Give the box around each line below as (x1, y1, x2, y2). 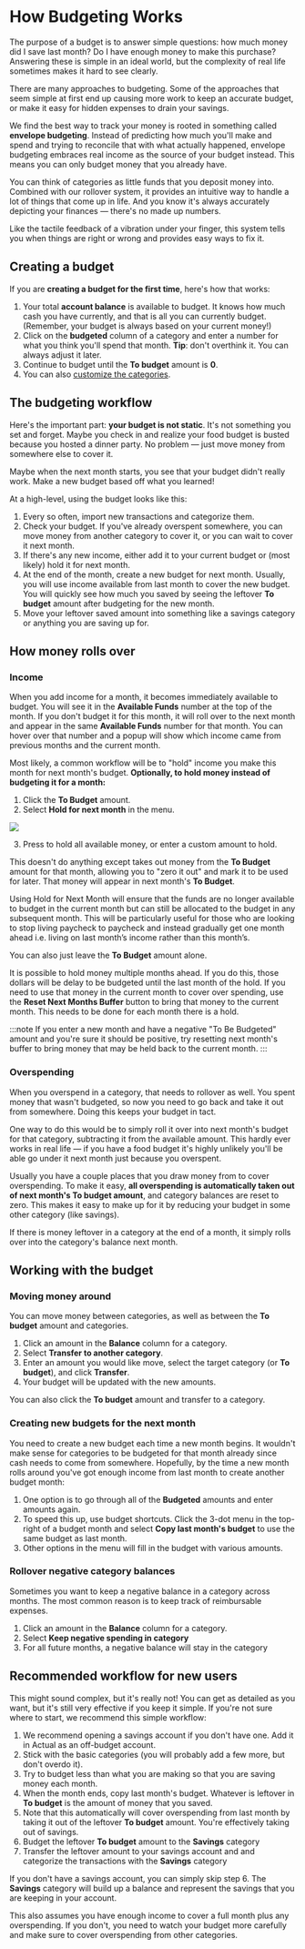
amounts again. (22, 1504, 81, 1515)
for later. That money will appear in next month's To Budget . (9, 876, 235, 887)
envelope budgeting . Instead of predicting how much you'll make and (9, 129, 272, 140)
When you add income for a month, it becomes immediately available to (9, 692, 279, 703)
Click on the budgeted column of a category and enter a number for (22, 330, 280, 340)
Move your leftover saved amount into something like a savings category (22, 607, 296, 618)
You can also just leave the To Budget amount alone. (9, 949, 208, 961)
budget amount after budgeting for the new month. (22, 598, 216, 609)
